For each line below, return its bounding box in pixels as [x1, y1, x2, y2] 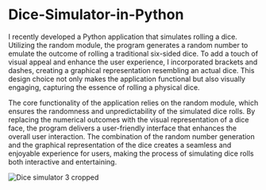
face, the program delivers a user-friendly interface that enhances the [8, 123, 237, 133]
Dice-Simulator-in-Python [8, 6, 184, 24]
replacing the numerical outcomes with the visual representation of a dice [8, 114, 249, 124]
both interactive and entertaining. [8, 157, 118, 166]
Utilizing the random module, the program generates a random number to [8, 40, 249, 49]
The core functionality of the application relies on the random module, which [8, 98, 259, 107]
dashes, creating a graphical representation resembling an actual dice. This [8, 65, 255, 75]
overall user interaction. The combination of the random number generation [8, 131, 256, 141]
